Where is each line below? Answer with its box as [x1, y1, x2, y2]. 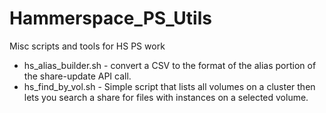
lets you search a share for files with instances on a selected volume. [23, 91, 309, 103]
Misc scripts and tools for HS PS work [9, 40, 166, 52]
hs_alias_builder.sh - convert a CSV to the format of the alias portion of [23, 59, 317, 71]
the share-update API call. [23, 70, 132, 82]
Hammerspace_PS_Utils [9, 7, 212, 30]
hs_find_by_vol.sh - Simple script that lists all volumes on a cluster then [23, 80, 316, 92]
